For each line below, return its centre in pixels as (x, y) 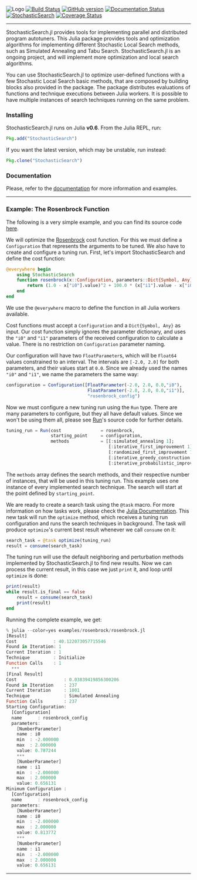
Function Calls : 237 (42, 702)
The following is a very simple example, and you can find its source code (94, 222)
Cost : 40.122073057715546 (56, 641)
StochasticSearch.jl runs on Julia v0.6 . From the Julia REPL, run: (84, 128)
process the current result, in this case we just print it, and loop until (89, 570)
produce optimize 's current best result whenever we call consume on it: (91, 530)
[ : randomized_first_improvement (148, 453)
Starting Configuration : (36, 707)
